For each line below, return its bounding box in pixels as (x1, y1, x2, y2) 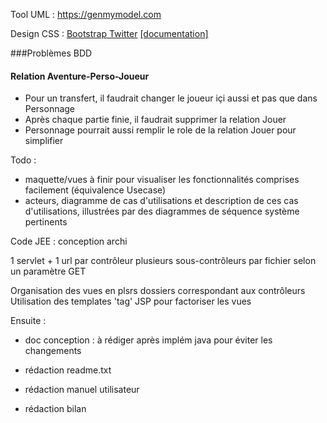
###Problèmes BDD (10, 47, 93, 59)
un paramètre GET (10, 265, 87, 278)
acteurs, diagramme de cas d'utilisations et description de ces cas (24, 195, 299, 207)
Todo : (10, 154, 37, 166)
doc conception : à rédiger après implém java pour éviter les (24, 334, 273, 346)
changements (24, 345, 82, 357)
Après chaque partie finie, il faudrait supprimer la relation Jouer (24, 114, 287, 126)
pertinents (24, 216, 68, 228)
